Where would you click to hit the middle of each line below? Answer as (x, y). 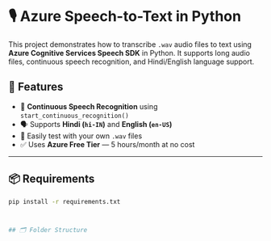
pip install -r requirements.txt (65, 201)
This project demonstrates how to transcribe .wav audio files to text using (130, 44)
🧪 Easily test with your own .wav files (81, 136)
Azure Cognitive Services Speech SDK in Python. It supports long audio (129, 53)
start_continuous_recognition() (74, 116)
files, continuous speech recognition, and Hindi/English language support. (131, 61)
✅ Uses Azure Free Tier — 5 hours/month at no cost (107, 144)
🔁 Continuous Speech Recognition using (89, 106)
